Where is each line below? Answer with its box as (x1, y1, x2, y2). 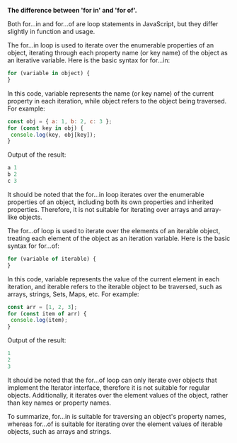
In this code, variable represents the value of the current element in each (7, 274, 220, 283)
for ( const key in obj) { (7, 124, 83, 132)
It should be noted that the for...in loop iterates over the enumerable (7, 190, 204, 198)
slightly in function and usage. (7, 28, 96, 35)
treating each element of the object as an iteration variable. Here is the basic (7, 234, 231, 242)
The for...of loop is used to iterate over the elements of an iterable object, (7, 226, 221, 235)
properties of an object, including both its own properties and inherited (7, 198, 214, 206)
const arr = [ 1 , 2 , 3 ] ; (7, 303, 78, 310)
